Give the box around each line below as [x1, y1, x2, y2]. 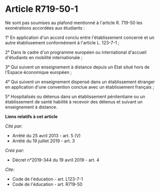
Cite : [5, 166, 15, 172]
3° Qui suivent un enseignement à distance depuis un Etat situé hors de [5, 64, 150, 70]
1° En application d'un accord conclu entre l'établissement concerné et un [5, 34, 155, 40]
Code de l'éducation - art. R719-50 [12, 181, 82, 187]
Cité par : [5, 123, 23, 129]
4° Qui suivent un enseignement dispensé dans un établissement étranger [5, 79, 155, 85]
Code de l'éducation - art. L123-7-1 [12, 176, 83, 182]
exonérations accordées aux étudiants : [5, 25, 85, 31]
